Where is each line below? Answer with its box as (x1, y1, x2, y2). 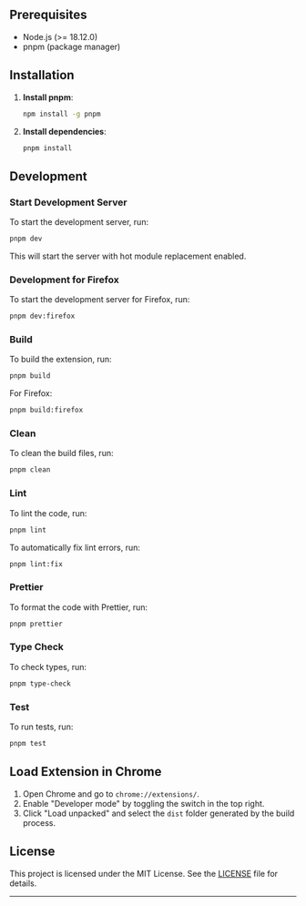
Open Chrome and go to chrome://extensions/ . (22, 788, 200, 799)
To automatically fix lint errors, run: (9, 542, 141, 553)
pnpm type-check (9, 678, 71, 688)
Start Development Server (9, 196, 127, 209)
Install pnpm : (22, 91, 74, 103)
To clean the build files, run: (9, 448, 114, 459)
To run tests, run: (9, 721, 74, 732)
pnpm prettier (9, 619, 64, 628)
